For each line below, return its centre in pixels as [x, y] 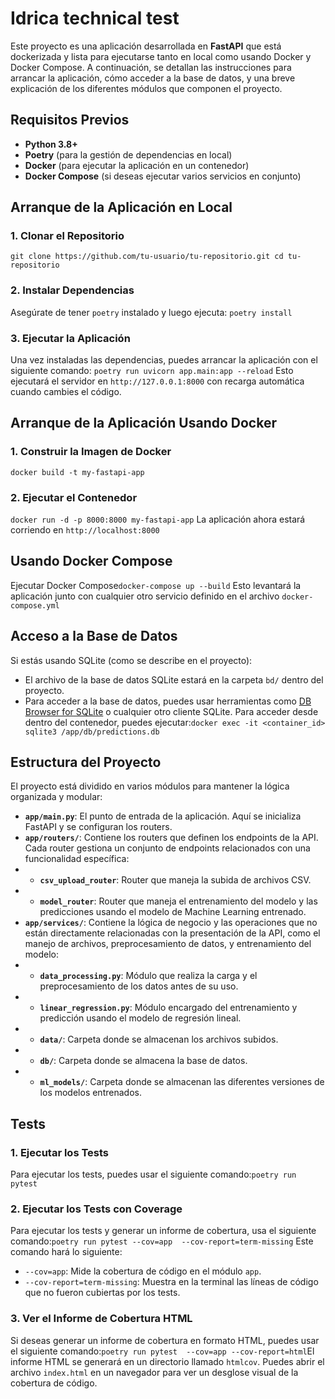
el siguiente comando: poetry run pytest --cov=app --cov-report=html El [162, 1351]
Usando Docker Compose [91, 561]
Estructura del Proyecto [86, 762]
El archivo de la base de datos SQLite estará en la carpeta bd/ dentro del [174, 679]
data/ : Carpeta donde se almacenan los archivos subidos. [159, 1039]
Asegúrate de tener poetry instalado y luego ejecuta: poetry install [151, 312]
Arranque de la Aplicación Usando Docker [143, 423]
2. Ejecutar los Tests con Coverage [96, 1209]
